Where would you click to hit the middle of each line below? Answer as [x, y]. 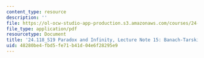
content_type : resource [36, 12]
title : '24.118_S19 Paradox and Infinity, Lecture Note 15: [84, 40]
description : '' [27, 18]
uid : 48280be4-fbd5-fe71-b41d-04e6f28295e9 [62, 46]
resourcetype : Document [36, 34]
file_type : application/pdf [42, 29]
